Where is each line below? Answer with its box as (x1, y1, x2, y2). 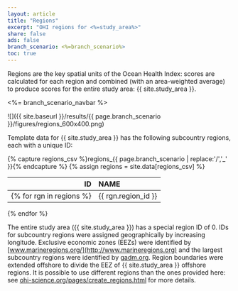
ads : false (7, 37, 40, 44)
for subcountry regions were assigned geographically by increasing (7, 230, 206, 238)
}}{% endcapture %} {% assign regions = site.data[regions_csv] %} (7, 162, 205, 170)
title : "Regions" (7, 17, 59, 24)
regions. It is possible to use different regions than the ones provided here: (7, 268, 226, 277)
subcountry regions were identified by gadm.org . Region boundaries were (7, 253, 224, 261)
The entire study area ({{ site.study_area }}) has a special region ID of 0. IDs (7, 223, 229, 231)
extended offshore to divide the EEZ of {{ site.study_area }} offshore (7, 260, 207, 269)
